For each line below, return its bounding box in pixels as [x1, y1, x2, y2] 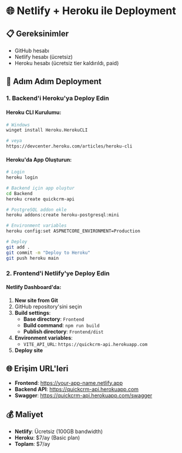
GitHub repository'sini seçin [14, 303, 82, 310]
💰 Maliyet [6, 410, 43, 420]
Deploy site [14, 347, 43, 354]
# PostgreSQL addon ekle [6, 207, 67, 213]
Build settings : [14, 309, 51, 316]
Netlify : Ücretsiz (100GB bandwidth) [14, 428, 103, 435]
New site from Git [14, 297, 59, 304]
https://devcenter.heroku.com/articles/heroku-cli [6, 143, 133, 149]
